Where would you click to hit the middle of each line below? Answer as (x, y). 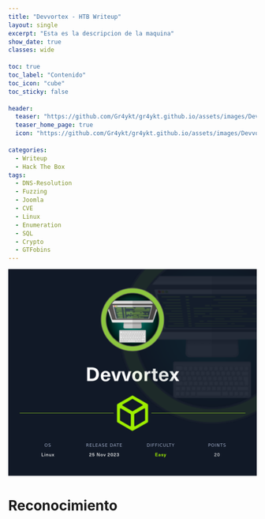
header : (21, 108)
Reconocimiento (63, 505)
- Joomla (30, 200)
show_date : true (35, 42)
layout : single (33, 25)
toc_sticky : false (38, 92)
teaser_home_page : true (54, 125)
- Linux (28, 216)
